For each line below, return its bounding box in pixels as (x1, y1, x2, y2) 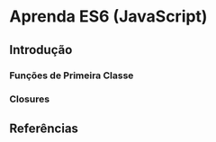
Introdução (9, 42, 73, 58)
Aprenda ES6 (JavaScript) (9, 6, 208, 27)
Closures (9, 93, 50, 105)
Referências (9, 120, 79, 136)
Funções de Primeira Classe (9, 69, 134, 82)
